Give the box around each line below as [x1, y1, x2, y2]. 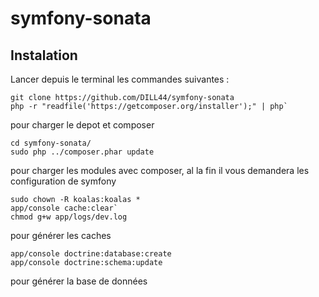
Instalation [10, 47, 78, 64]
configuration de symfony [10, 175, 117, 187]
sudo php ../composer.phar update [10, 147, 155, 157]
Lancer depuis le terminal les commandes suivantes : [10, 73, 230, 85]
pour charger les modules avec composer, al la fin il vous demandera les [10, 165, 310, 176]
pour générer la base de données [10, 275, 148, 287]
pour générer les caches [10, 230, 112, 241]
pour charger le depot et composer [10, 119, 155, 131]
